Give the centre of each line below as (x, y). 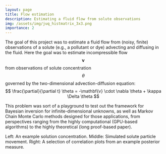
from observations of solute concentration (48, 68)
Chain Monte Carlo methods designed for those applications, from (73, 116)
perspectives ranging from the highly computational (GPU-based (71, 122)
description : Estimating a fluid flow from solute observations (73, 19)
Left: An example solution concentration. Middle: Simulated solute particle (81, 137)
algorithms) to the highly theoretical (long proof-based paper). (69, 127)
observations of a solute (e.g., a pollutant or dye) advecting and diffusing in (82, 47)
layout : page (19, 10)
